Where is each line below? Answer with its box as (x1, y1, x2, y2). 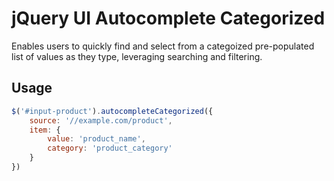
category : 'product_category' (47, 143, 173, 154)
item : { (29, 125, 61, 135)
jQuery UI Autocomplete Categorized (11, 7, 326, 30)
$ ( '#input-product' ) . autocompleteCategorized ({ (11, 106, 214, 116)
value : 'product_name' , (47, 134, 146, 144)
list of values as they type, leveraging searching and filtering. (11, 50, 263, 62)
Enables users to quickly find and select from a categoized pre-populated (11, 40, 315, 52)
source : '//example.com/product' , (29, 115, 173, 126)
